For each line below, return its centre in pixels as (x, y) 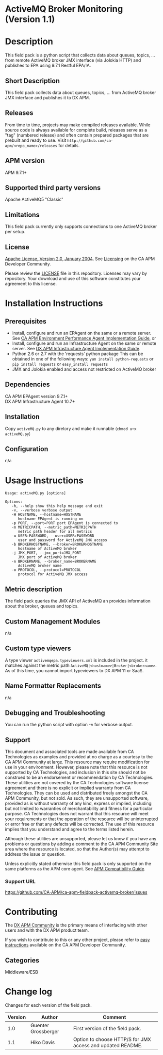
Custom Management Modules (53, 621)
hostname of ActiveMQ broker (47, 549)
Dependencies (27, 385)
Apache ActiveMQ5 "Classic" (34, 199)
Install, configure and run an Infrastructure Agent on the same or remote (84, 343)
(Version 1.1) (30, 19)
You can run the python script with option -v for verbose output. (69, 725)
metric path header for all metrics (55, 532)
